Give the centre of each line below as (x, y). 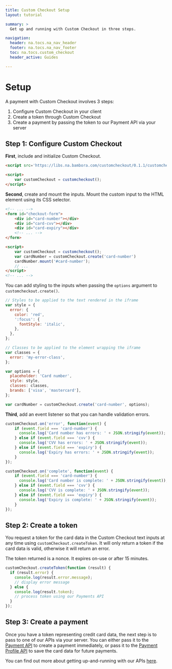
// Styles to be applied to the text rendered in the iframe (72, 300)
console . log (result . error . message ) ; (54, 577)
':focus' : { (27, 319)
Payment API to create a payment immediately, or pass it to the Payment (81, 645)
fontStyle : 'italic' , (42, 324)
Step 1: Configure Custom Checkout (64, 144)
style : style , (25, 381)
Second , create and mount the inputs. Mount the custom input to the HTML (85, 194)
